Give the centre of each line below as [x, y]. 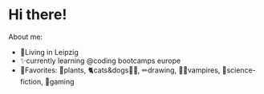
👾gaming [59, 81]
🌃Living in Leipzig [49, 52]
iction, [32, 81]
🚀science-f [239, 70]
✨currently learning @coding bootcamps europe [100, 61]
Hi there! [38, 15]
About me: [25, 37]
